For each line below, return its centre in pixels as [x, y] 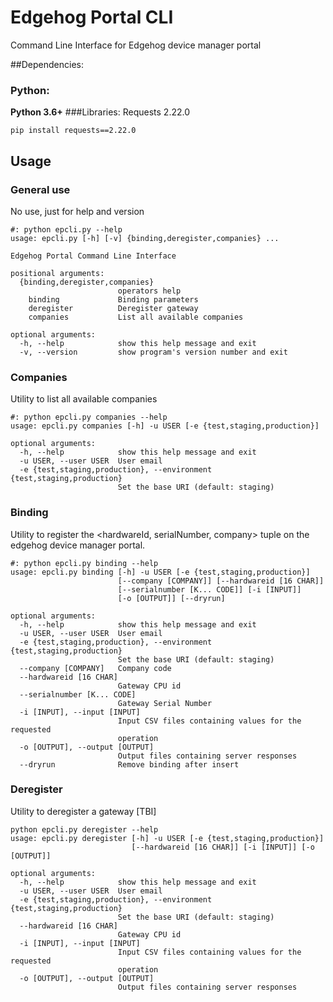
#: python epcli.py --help [66, 229]
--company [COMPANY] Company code [95, 668]
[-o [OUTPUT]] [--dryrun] [171, 598]
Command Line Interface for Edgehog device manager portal [136, 45]
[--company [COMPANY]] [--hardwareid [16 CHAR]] [221, 581]
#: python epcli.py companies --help [89, 417]
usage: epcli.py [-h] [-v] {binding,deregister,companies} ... [145, 238]
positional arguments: [57, 273]
